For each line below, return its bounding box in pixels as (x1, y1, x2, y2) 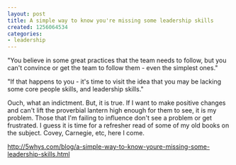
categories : (7, 30, 43, 38)
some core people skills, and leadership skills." (7, 85, 144, 93)
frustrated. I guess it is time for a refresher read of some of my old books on (7, 121, 230, 130)
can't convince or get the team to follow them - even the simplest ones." (7, 64, 218, 72)
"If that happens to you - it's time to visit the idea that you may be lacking (7, 77, 222, 86)
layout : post (7, 10, 46, 18)
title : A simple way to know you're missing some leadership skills (7, 17, 214, 24)
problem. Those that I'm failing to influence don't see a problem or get (7, 114, 213, 123)
